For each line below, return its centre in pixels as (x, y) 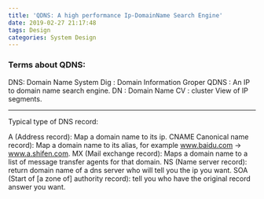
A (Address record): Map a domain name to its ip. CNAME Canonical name (128, 136)
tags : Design (29, 30)
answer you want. (37, 186)
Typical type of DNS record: (53, 121)
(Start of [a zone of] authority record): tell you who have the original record (130, 179)
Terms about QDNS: (47, 65)
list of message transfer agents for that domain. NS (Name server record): (128, 161)
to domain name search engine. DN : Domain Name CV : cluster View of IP (128, 90)
